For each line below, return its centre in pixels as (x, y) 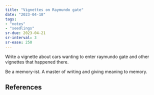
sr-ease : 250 (19, 42)
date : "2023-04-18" (25, 14)
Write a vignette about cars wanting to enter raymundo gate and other (77, 56)
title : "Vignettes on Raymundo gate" (44, 10)
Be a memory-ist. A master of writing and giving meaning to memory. (76, 71)
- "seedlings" (20, 28)
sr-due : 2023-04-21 (25, 33)
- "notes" (15, 24)
